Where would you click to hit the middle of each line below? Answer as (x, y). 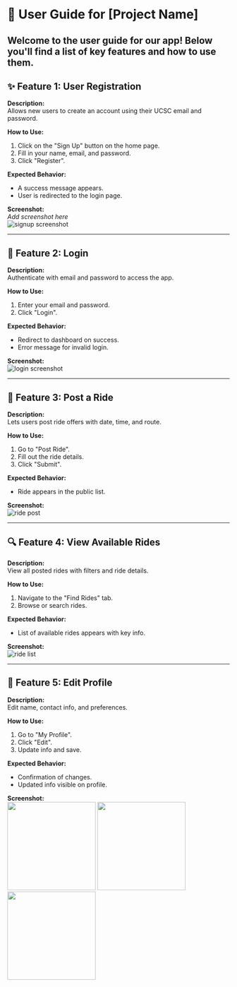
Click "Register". (41, 161)
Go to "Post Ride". (44, 449)
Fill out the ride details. (51, 457)
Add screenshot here (38, 217)
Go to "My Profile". (45, 734)
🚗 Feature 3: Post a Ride (61, 397)
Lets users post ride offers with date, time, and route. (85, 422)
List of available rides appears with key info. (81, 633)
